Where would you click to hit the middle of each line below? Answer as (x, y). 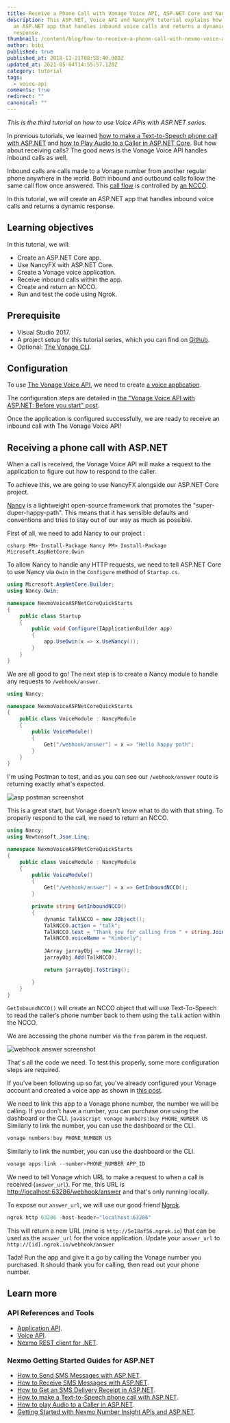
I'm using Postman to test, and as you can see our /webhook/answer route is (113, 777)
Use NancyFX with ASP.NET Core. (65, 264)
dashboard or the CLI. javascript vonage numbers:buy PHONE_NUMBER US (108, 1118)
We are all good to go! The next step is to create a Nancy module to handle (113, 674)
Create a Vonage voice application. (66, 272)
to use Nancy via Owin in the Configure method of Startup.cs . (93, 572)
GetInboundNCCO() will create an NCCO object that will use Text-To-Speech (112, 1008)
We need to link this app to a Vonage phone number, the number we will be (113, 1104)
